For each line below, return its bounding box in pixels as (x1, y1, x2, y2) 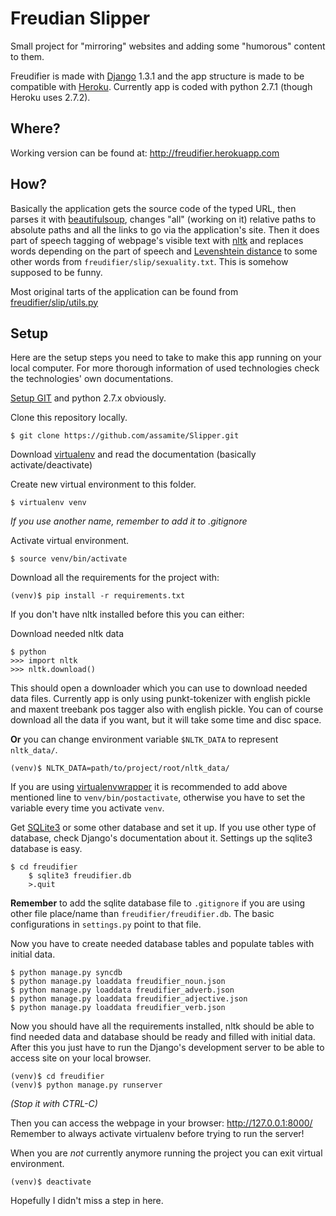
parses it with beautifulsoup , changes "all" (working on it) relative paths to (10, 213, 317, 225)
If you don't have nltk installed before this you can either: (10, 608, 245, 621)
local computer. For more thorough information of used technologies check (10, 362, 320, 374)
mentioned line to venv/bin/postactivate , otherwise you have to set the (10, 792, 306, 804)
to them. (10, 50, 45, 62)
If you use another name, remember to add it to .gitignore (10, 515, 248, 527)
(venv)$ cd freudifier (10, 1072, 105, 1082)
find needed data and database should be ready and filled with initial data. (10, 1031, 316, 1043)
